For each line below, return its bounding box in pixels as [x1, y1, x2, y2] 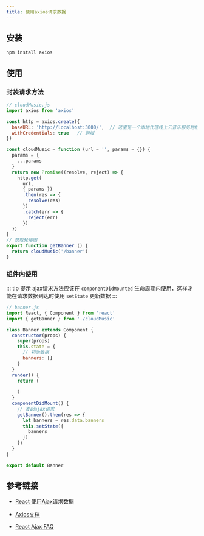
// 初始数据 [22, 350, 49, 356]
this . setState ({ [22, 423, 64, 429]
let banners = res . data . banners [22, 417, 104, 423]
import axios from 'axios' [6, 107, 75, 113]
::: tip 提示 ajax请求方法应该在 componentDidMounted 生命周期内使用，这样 [6, 284, 188, 292]
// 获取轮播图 [6, 237, 38, 244]
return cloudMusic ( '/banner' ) [12, 249, 88, 255]
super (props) [17, 338, 50, 344]
